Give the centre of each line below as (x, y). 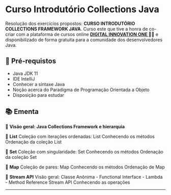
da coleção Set (21, 157)
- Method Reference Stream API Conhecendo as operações (68, 182)
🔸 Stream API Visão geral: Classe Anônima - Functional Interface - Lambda (84, 177)
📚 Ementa (22, 112)
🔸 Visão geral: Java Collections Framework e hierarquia (65, 126)
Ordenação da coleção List (34, 142)
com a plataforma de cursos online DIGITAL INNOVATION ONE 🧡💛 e (87, 34)
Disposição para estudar (38, 95)
